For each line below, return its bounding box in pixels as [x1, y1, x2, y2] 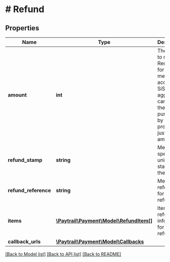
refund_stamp [8, 157, 42, 163]
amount [8, 92, 27, 98]
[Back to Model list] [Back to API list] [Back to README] [5, 251, 121, 257]
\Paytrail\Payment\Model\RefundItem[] [56, 217, 153, 224]
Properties [5, 24, 39, 32]
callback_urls [8, 238, 41, 245]
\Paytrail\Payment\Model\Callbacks [56, 238, 144, 245]
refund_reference [8, 187, 52, 194]
